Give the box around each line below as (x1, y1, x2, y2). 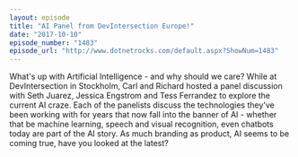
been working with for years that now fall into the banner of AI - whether (9, 109, 277, 120)
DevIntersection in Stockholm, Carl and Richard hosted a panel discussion (9, 81, 283, 92)
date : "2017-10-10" (9, 30, 83, 39)
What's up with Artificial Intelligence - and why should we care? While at (9, 71, 277, 82)
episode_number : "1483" (9, 38, 99, 48)
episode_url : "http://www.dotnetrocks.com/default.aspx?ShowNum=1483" (9, 47, 279, 56)
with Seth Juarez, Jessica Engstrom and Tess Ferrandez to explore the (9, 91, 271, 101)
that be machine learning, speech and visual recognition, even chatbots (9, 118, 274, 130)
